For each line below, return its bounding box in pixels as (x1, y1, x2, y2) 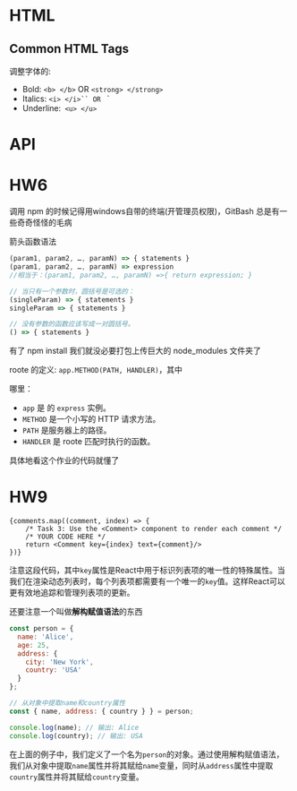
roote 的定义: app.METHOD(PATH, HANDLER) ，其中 (9, 365, 183, 375)
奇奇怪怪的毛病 (16, 217, 72, 228)
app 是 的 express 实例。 (21, 402, 112, 413)
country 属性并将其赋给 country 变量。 (9, 771, 145, 782)
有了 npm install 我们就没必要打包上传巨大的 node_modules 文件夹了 (9, 346, 261, 357)
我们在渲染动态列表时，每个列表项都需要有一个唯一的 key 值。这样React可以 (9, 576, 286, 587)
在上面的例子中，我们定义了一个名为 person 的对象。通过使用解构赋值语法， (9, 749, 284, 760)
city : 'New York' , (25, 658, 94, 666)
